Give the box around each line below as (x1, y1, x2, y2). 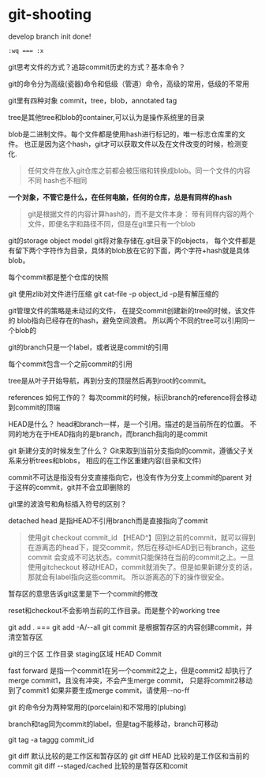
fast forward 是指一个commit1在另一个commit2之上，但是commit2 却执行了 (8, 665, 253, 675)
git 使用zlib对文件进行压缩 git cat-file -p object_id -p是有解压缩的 (8, 289, 219, 298)
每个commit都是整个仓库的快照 (8, 272, 109, 282)
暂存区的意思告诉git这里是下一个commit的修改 (8, 589, 159, 598)
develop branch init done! (8, 32, 91, 41)
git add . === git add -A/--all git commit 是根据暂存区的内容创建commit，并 (8, 622, 253, 632)
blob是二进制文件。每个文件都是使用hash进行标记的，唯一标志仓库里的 (8, 129, 239, 139)
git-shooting (8, 6, 92, 24)
